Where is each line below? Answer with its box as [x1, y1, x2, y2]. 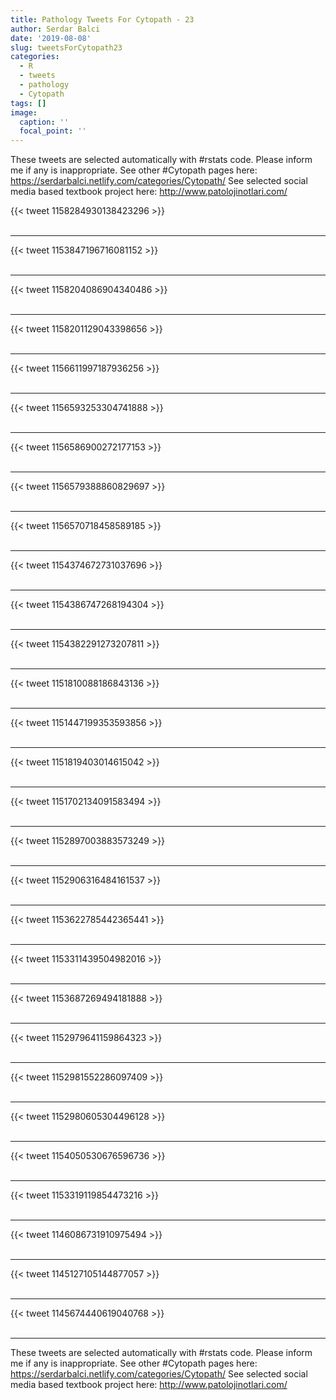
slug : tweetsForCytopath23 [10, 42, 123, 53]
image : [10, 107, 38, 118]
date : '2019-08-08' [10, 33, 92, 43]
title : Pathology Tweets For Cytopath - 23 [10, 14, 195, 25]
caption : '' [19, 117, 70, 127]
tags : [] [10, 98, 47, 108]
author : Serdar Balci [10, 24, 101, 34]
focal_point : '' [19, 126, 87, 136]
